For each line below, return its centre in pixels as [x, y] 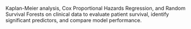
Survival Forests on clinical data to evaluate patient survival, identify [87, 14]
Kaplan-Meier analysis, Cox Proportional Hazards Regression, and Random [95, 8]
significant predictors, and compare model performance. [74, 20]
